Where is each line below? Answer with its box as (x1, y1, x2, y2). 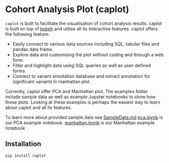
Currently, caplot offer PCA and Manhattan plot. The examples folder (5, 88, 148, 94)
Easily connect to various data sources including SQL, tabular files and (12, 40, 160, 47)
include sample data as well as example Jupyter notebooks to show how (5, 94, 156, 100)
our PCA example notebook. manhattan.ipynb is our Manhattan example (5, 119, 155, 126)
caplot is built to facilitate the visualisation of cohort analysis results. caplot (5, 20, 162, 26)
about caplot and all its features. (5, 104, 72, 110)
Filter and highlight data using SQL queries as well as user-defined (12, 62, 151, 68)
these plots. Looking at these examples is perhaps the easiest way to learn (5, 99, 160, 105)
